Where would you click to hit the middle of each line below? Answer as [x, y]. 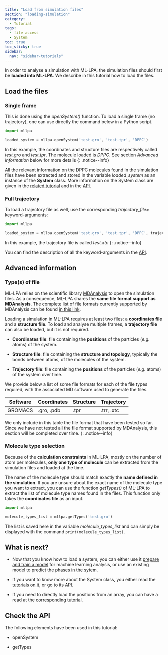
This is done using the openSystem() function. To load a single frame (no [80, 117]
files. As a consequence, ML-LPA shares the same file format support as [80, 298]
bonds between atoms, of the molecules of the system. [69, 359]
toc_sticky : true [23, 47]
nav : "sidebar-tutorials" [37, 56]
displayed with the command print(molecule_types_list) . [65, 532]
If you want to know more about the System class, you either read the [84, 580]
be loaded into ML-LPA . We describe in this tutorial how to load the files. [80, 76]
